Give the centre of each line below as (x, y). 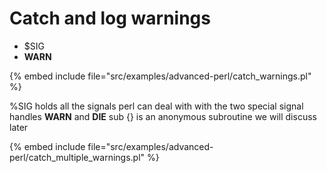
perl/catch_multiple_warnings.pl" (77, 157)
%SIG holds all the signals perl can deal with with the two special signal (156, 106)
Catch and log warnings (110, 18)
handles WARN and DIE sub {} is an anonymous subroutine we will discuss (163, 116)
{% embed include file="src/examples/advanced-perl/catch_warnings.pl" (160, 76)
